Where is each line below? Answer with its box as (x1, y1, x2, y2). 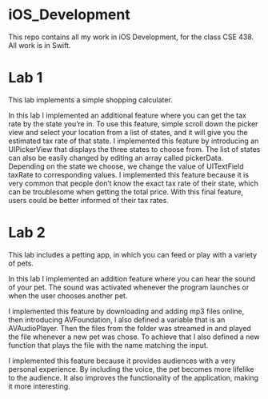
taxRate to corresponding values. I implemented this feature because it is (8, 170, 250, 179)
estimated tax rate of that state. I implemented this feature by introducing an (8, 136, 259, 146)
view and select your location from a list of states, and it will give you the (8, 127, 248, 137)
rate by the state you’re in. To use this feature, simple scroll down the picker (8, 118, 258, 129)
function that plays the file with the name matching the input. (8, 340, 209, 349)
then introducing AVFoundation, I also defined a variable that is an (8, 314, 226, 325)
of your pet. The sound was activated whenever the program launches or (8, 282, 250, 292)
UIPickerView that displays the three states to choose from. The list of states (8, 144, 261, 154)
